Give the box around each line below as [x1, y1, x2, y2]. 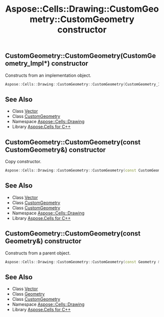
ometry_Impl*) [5, 60, 50, 68]
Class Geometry [12, 291, 45, 297]
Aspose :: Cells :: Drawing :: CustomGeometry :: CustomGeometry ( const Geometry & [5, 259, 161, 264]
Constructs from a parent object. [5, 250, 71, 256]
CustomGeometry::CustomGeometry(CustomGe [5, 52, 156, 60]
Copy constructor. [5, 159, 41, 165]
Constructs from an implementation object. [5, 72, 91, 78]
